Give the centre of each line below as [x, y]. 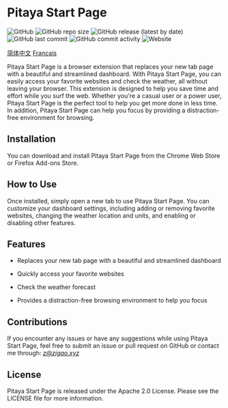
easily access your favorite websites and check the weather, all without [107, 81]
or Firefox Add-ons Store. [43, 163]
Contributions [37, 322]
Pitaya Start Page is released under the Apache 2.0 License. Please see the [113, 391]
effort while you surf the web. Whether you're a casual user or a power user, [114, 95]
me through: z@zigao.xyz [43, 353]
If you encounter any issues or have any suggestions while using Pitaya [108, 339]
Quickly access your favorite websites [70, 274]
